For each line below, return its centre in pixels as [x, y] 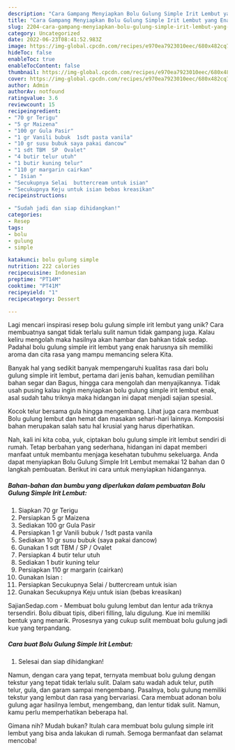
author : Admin [29, 85]
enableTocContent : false [44, 66]
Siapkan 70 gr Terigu [48, 510]
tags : [16, 228]
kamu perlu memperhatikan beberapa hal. [68, 712]
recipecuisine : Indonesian [47, 273]
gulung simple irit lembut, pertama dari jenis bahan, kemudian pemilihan [111, 375]
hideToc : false [30, 53]
